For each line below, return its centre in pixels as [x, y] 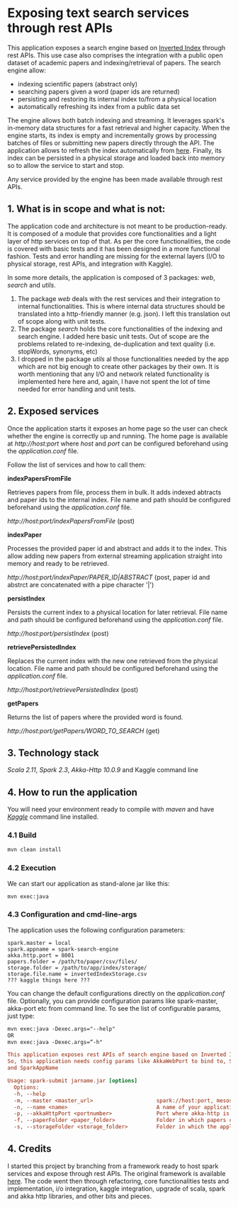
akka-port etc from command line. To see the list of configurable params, [114, 1008]
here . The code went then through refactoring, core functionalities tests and [118, 1181]
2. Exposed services [53, 411]
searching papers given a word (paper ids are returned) [99, 91]
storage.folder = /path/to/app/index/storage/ [77, 968]
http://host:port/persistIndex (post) [58, 633]
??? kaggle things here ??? [49, 980]
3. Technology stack [53, 753]
